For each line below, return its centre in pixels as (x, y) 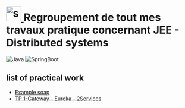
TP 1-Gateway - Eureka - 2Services (58, 99)
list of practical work (45, 78)
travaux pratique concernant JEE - (93, 30)
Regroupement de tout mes (92, 18)
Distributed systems (57, 43)
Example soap (32, 92)
